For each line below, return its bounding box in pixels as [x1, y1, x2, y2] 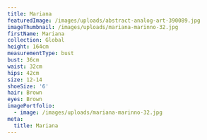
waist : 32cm [7, 63, 42, 70]
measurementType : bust [7, 50, 74, 57]
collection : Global [7, 37, 65, 44]
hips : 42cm [7, 69, 40, 76]
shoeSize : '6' [7, 83, 49, 90]
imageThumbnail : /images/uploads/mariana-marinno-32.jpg [7, 23, 179, 30]
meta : [7, 115, 23, 122]
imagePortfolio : [7, 103, 55, 110]
